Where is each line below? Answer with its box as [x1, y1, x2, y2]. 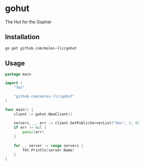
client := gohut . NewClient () [14, 112, 73, 117]
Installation [5, 33, 40, 41]
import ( [5, 81, 23, 86]
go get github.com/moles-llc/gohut [5, 45, 77, 51]
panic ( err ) [22, 130, 45, 135]
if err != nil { [14, 125, 47, 130]
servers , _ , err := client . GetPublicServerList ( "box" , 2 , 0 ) [14, 121, 140, 126]
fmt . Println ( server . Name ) [22, 148, 75, 152]
